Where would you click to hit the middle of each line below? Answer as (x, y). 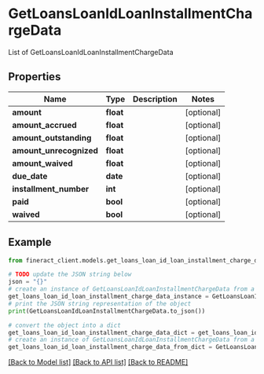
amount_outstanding (52, 137)
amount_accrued (44, 125)
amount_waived (42, 163)
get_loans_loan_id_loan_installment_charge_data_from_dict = (110, 347)
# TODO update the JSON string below (70, 275)
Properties (35, 77)
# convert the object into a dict (65, 325)
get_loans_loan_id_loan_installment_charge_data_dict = (101, 332)
